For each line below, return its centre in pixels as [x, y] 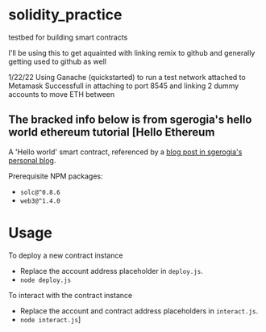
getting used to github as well [58, 61]
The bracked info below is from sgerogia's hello [130, 120]
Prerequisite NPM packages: [56, 176]
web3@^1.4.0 [40, 201]
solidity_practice [65, 15]
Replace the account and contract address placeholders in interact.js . [139, 311]
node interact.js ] [50, 319]
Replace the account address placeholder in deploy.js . [111, 271]
